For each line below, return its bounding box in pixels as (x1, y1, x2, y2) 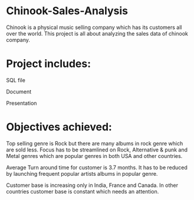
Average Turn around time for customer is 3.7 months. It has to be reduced (6, 164, 188, 171)
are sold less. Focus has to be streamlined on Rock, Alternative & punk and (6, 146, 188, 153)
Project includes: (6, 57, 91, 70)
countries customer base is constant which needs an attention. (6, 188, 159, 195)
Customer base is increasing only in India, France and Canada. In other (6, 182, 179, 189)
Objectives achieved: (6, 120, 112, 134)
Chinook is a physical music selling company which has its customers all (6, 24, 182, 31)
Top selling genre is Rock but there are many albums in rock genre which (6, 140, 183, 147)
